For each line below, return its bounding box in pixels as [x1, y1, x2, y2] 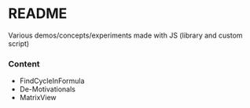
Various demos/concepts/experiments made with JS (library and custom [8, 31, 243, 40]
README [8, 5, 68, 23]
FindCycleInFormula [19, 76, 85, 86]
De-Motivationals [19, 85, 76, 94]
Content [8, 58, 41, 69]
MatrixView [19, 93, 57, 103]
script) [8, 38, 30, 48]
